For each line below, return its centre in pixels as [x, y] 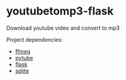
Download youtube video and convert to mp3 [63, 28]
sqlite [22, 70]
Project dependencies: [35, 39]
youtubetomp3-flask [60, 11]
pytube [24, 58]
